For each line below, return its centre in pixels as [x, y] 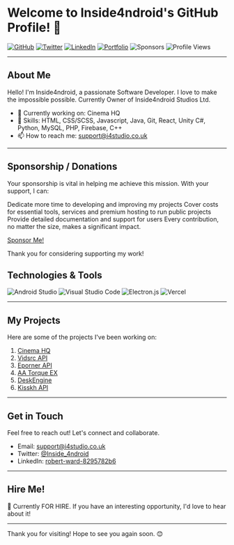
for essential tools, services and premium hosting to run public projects [109, 212]
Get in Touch [36, 416]
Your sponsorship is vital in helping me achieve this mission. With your [108, 183]
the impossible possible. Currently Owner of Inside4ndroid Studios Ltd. [109, 100]
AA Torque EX [37, 373]
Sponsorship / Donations [62, 167]
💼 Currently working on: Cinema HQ [69, 113]
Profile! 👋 [34, 27]
